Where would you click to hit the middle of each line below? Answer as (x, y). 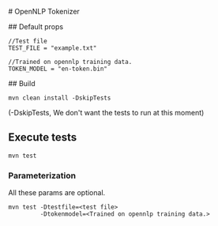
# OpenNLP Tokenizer (44, 11)
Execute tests (43, 137)
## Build (22, 83)
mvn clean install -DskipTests (60, 98)
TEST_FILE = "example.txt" (53, 48)
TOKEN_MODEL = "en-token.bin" (58, 69)
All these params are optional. (57, 193)
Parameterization (42, 175)
